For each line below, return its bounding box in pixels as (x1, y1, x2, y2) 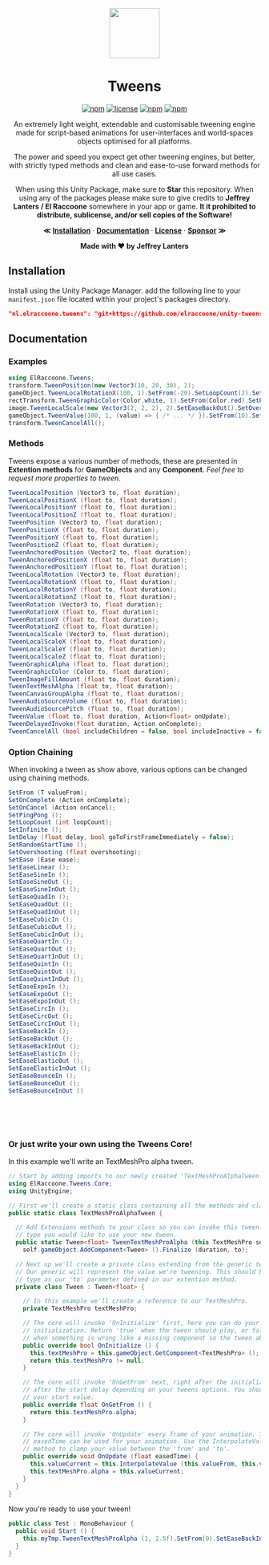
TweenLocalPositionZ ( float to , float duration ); (8, 511, 178, 519)
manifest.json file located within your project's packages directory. (8, 294, 231, 304)
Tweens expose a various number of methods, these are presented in (8, 456, 238, 465)
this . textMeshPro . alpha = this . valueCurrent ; (29, 1467, 184, 1475)
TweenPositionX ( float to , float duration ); (8, 526, 159, 534)
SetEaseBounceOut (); (8, 1080, 81, 1088)
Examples (8, 355, 48, 367)
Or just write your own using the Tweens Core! (8, 1138, 193, 1149)
